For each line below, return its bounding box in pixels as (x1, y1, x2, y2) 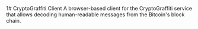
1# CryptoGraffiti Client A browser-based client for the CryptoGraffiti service (6, 5, 193, 12)
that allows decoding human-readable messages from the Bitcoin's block (6, 11, 185, 18)
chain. (6, 17, 21, 24)
